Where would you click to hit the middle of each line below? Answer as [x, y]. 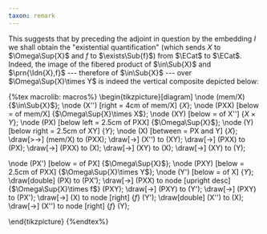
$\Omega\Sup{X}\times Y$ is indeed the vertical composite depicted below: [133, 81]
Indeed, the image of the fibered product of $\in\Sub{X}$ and [110, 64]
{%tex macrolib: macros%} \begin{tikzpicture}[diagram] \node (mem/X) [127, 96]
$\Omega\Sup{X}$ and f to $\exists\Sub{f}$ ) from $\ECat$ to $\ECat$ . [125, 55]
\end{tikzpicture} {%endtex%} [59, 221]
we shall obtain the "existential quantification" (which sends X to [115, 47]
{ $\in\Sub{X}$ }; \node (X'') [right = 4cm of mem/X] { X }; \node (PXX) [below [133, 105]
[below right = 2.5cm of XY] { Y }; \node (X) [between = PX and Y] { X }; [123, 131]
